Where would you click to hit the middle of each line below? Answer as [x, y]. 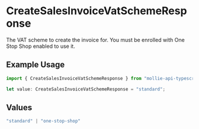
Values [19, 107]
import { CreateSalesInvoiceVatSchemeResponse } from [74, 78]
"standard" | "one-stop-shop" [44, 121]
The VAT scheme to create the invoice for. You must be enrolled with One [95, 40]
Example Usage [36, 65]
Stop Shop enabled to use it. [41, 46]
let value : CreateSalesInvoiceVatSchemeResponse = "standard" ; [86, 89]
